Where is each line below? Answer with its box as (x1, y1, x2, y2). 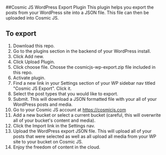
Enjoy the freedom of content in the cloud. (13, 144, 101, 150)
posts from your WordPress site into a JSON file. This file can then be (6, 10, 149, 16)
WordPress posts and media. (13, 101, 73, 107)
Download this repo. (13, 43, 55, 49)
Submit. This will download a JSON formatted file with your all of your (13, 96, 157, 102)
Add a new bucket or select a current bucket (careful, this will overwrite (13, 112, 161, 118)
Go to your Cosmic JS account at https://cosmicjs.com (13, 106, 126, 112)
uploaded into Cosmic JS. (6, 15, 59, 21)
